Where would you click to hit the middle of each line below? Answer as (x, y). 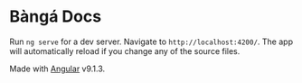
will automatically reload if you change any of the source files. (125, 51)
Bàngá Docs (56, 17)
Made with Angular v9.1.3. (57, 69)
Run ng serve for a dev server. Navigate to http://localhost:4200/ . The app (151, 41)
